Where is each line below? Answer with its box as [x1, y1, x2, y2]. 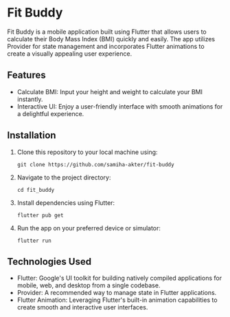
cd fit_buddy [16, 186, 55, 193]
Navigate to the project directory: [16, 173, 111, 182]
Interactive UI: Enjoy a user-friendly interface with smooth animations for [16, 102, 223, 111]
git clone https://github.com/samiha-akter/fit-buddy [16, 161, 174, 168]
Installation [7, 129, 56, 142]
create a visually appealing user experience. [7, 50, 133, 58]
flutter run [16, 237, 51, 244]
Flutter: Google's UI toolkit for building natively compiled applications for [16, 274, 222, 283]
